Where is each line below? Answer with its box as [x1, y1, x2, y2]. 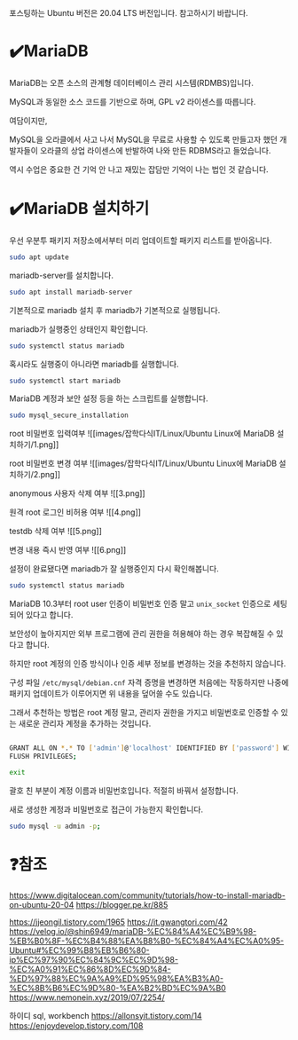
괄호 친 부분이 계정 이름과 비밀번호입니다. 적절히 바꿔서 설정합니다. [9, 784, 239, 796]
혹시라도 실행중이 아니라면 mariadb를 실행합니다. [9, 358, 179, 369]
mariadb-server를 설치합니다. [9, 270, 114, 280]
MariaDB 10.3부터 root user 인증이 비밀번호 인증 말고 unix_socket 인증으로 [9, 598, 271, 610]
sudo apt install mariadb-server [9, 288, 133, 296]
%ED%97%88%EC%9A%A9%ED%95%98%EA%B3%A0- [9, 973, 224, 983]
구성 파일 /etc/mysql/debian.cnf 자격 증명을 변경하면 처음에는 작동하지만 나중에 [9, 677, 289, 688]
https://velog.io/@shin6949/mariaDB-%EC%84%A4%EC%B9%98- [9, 926, 257, 936]
